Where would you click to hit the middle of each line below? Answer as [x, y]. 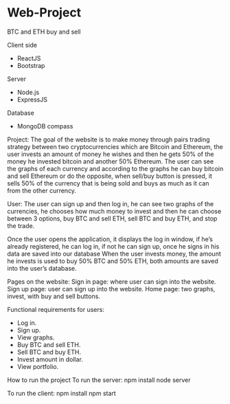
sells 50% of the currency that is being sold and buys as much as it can [108, 183]
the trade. [21, 225]
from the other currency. [42, 190]
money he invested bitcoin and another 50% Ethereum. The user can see [111, 161]
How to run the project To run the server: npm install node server [99, 380]
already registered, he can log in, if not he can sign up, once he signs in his [113, 246]
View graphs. [36, 337]
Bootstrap [31, 65]
